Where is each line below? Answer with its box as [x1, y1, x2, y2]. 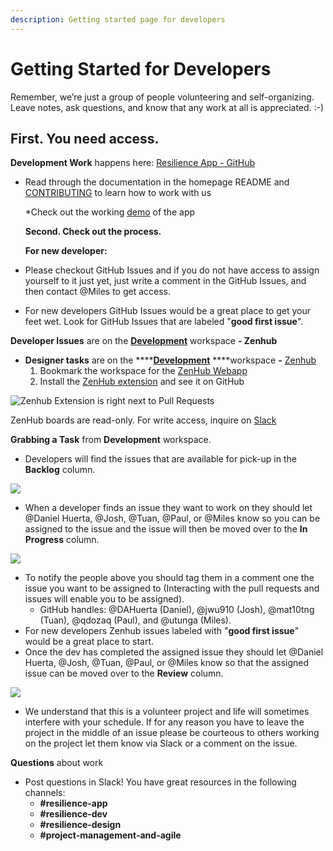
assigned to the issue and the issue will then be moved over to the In [24, 523, 308, 535]
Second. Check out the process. [24, 226, 162, 238]
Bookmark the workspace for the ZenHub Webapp [39, 365, 248, 377]
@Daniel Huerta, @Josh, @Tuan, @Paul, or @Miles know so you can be [24, 512, 321, 525]
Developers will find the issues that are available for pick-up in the [24, 453, 297, 465]
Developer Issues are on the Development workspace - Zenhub [10, 335, 278, 347]
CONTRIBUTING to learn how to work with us [24, 187, 212, 199]
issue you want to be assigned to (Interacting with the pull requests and [24, 582, 320, 595]
